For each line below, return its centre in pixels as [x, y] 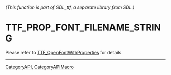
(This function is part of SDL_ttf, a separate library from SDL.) [70, 7]
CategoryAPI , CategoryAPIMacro [39, 67]
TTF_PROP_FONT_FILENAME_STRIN [83, 27]
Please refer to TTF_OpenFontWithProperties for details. [64, 52]
